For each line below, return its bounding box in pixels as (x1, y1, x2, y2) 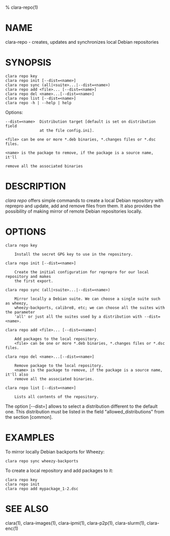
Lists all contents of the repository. (14, 394, 99, 399)
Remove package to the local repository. (14, 363, 103, 368)
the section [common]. (5, 414, 53, 420)
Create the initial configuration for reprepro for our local (14, 269, 149, 274)
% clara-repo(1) (5, 5, 38, 10)
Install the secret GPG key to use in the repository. (14, 251, 133, 257)
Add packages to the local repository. (14, 336, 99, 342)
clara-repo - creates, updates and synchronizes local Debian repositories (5, 39, 159, 45)
